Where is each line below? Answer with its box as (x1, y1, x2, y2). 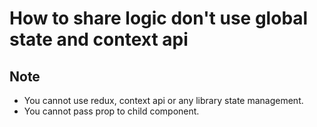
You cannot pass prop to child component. (23, 105, 200, 117)
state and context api (9, 28, 189, 51)
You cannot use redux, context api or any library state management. (23, 95, 304, 106)
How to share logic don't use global (9, 7, 309, 30)
